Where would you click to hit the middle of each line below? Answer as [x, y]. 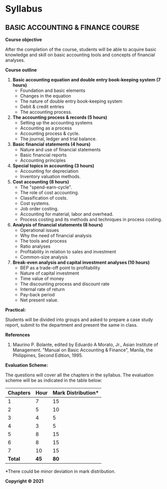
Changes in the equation [46, 96]
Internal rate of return [42, 289]
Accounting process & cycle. [50, 134]
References [18, 335]
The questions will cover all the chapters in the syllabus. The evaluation [79, 375]
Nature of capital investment [49, 273]
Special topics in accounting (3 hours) [53, 166]
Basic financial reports [43, 155]
